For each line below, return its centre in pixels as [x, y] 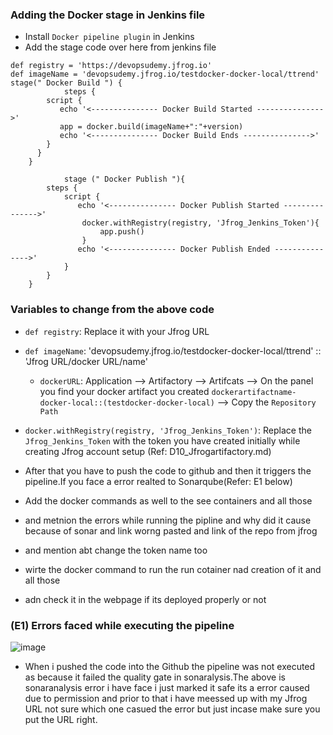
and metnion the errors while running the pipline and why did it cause [168, 520]
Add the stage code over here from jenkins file [120, 47]
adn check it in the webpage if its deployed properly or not [145, 599]
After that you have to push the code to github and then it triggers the [168, 470]
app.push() [122, 232]
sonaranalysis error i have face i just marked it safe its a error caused [167, 687]
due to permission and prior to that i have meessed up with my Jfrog [166, 698]
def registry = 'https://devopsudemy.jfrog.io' [111, 66]
